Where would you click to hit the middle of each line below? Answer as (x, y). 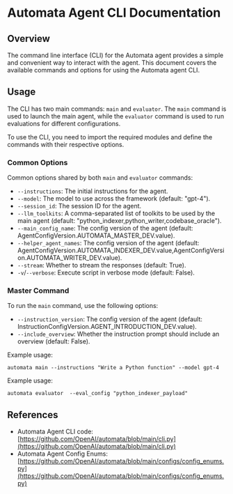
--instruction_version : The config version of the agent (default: (110, 319)
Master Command (38, 291)
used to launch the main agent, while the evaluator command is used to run (116, 116)
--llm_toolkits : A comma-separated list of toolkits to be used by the (116, 213)
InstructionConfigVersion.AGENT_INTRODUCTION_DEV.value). (107, 327)
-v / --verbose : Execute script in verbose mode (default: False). (106, 272)
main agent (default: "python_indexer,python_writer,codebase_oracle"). (119, 221)
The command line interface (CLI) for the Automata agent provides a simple (115, 55)
